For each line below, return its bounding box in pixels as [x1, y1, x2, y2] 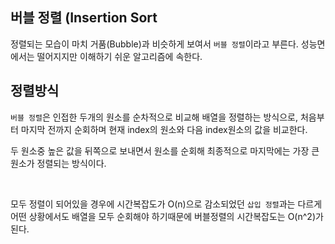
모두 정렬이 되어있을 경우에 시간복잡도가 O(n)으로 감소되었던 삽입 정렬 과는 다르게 [10, 198, 323, 210]
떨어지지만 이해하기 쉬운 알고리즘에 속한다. [36, 50, 203, 62]
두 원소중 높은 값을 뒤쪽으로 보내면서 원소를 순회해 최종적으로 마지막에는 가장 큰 [10, 144, 320, 157]
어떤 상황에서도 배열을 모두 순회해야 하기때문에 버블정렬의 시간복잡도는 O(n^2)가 [10, 210, 324, 222]
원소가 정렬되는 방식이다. [10, 157, 107, 169]
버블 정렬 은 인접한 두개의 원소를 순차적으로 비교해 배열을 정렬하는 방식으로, [10, 111, 298, 123]
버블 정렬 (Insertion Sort [10, 9, 158, 27]
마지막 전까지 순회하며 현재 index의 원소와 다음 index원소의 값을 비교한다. [20, 123, 308, 135]
